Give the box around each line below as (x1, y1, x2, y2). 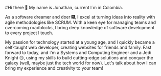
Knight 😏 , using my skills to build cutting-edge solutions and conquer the (5, 55, 153, 60)
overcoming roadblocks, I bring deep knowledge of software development (5, 25, 155, 30)
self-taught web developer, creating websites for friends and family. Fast (5, 44, 152, 50)
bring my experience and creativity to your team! (5, 65, 104, 71)
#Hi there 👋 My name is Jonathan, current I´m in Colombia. (5, 5, 123, 10)
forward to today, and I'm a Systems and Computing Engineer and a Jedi (5, 50, 152, 56)
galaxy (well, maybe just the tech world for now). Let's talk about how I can (5, 60, 157, 66)
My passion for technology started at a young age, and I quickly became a (5, 39, 155, 45)
